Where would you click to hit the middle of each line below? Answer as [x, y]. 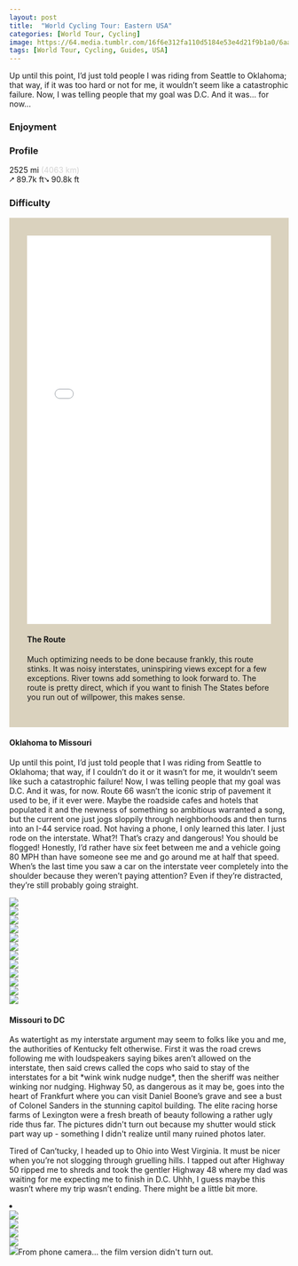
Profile [24, 150]
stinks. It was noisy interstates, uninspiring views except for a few [147, 669]
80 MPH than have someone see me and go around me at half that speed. [144, 857]
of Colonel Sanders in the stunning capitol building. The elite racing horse [143, 1105]
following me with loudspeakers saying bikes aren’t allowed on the [130, 1058]
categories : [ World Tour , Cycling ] [75, 34]
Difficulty [30, 203]
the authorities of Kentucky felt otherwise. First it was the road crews [135, 1049]
